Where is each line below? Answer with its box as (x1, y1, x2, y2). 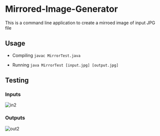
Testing (5, 76, 29, 85)
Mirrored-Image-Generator (5, 3, 118, 15)
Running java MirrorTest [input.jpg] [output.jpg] (12, 62, 119, 68)
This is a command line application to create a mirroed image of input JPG (5, 20, 156, 26)
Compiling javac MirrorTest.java (12, 52, 81, 58)
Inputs (5, 91, 21, 98)
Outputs (5, 114, 26, 121)
